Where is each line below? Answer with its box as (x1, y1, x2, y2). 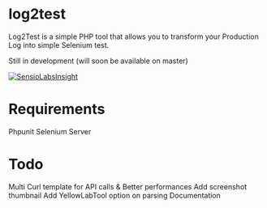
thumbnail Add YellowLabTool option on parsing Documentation (8, 190, 222, 200)
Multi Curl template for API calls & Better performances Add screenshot (8, 181, 248, 191)
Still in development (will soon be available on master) (8, 56, 188, 66)
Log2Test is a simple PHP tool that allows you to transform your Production (8, 32, 260, 41)
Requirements (8, 100, 106, 118)
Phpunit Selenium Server (8, 126, 92, 136)
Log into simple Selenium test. (8, 40, 110, 49)
